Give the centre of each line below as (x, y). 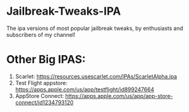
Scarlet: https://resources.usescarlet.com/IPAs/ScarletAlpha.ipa (96, 76)
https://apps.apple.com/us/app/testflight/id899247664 (85, 89)
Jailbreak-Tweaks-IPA (64, 11)
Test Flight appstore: (41, 83)
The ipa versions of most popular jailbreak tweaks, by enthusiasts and (95, 28)
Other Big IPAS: (46, 60)
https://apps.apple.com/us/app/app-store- (119, 95)
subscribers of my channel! (41, 34)
